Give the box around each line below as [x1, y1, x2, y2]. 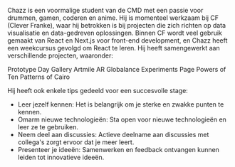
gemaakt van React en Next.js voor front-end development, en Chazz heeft [7, 36, 228, 45]
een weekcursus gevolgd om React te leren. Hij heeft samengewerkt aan [7, 44, 220, 52]
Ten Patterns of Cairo [7, 72, 70, 81]
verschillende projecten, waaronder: [7, 51, 114, 60]
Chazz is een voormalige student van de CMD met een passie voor [7, 6, 204, 14]
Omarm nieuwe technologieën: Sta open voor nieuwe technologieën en [17, 115, 226, 124]
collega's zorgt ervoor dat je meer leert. [17, 138, 135, 146]
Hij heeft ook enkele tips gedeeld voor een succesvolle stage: [7, 87, 189, 95]
